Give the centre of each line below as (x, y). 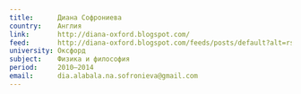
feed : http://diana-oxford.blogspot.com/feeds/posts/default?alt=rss (154, 43)
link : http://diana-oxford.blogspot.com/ (100, 34)
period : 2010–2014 (52, 68)
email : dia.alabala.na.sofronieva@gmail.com (104, 76)
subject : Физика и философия (69, 59)
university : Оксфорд (48, 51)
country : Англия (46, 26)
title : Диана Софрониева (66, 17)
